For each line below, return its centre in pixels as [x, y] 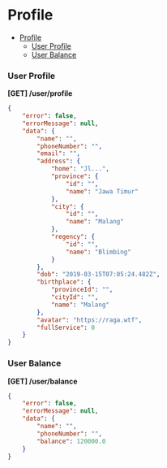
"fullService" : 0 [66, 327]
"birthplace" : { [64, 282]
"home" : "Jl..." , [80, 169]
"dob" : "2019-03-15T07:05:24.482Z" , [98, 275]
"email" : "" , [59, 154]
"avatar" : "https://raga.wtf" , [90, 320]
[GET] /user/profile [40, 93]
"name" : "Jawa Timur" [102, 191]
